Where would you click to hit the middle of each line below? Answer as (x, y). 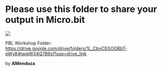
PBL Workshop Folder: (29, 43)
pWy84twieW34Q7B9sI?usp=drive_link (46, 53)
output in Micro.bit (45, 20)
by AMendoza (20, 63)
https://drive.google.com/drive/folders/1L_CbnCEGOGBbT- (66, 48)
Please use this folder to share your (81, 9)
